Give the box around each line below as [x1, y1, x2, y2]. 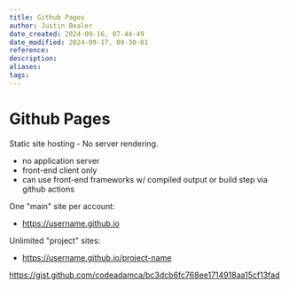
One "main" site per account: [9, 200, 115, 211]
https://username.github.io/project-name [21, 252, 172, 262]
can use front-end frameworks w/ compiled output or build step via [21, 174, 269, 184]
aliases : [9, 63, 42, 72]
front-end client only [21, 165, 98, 176]
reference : [9, 46, 50, 55]
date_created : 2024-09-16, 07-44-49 [9, 29, 144, 38]
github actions [21, 184, 75, 194]
